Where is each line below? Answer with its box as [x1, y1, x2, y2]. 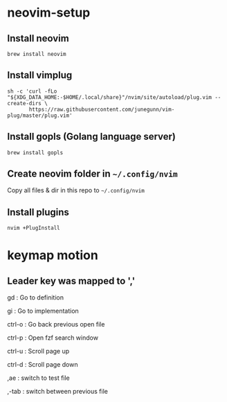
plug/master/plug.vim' [7, 112, 73, 119]
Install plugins [7, 206, 69, 218]
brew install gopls [7, 149, 64, 156]
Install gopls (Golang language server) [7, 131, 176, 143]
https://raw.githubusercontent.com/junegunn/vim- [28, 106, 175, 113]
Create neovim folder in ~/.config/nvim [7, 168, 178, 180]
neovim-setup [7, 5, 91, 21]
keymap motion [7, 248, 98, 264]
